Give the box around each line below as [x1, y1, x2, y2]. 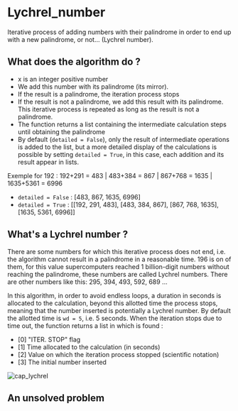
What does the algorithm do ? [7, 56, 141, 68]
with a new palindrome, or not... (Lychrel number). [7, 35, 154, 43]
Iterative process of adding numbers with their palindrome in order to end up [7, 28, 232, 36]
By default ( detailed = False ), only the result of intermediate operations [17, 135, 229, 143]
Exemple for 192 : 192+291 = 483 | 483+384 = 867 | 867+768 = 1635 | [7, 171, 213, 180]
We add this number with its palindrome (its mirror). [17, 82, 169, 91]
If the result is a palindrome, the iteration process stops [17, 89, 180, 98]
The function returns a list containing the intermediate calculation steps [17, 120, 227, 128]
